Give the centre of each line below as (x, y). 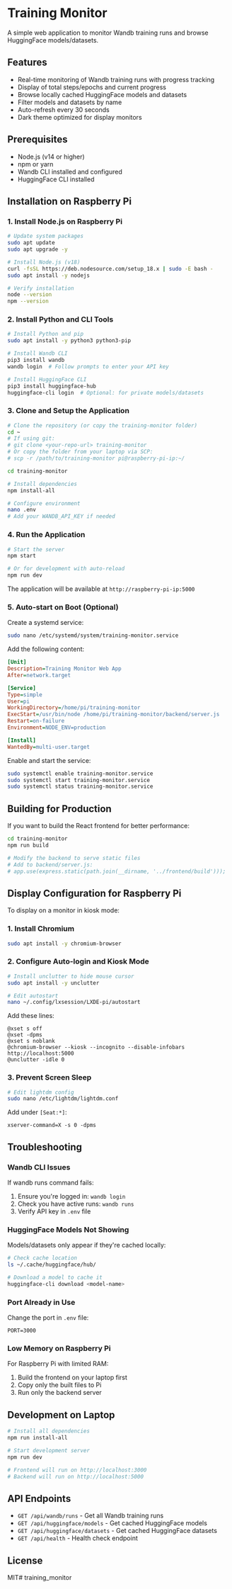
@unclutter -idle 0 (36, 1060)
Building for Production (59, 809)
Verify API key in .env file (54, 1211)
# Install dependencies (42, 484)
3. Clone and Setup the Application (68, 411)
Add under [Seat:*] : (37, 1112)
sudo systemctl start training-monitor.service (79, 780)
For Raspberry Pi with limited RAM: (58, 1364)
